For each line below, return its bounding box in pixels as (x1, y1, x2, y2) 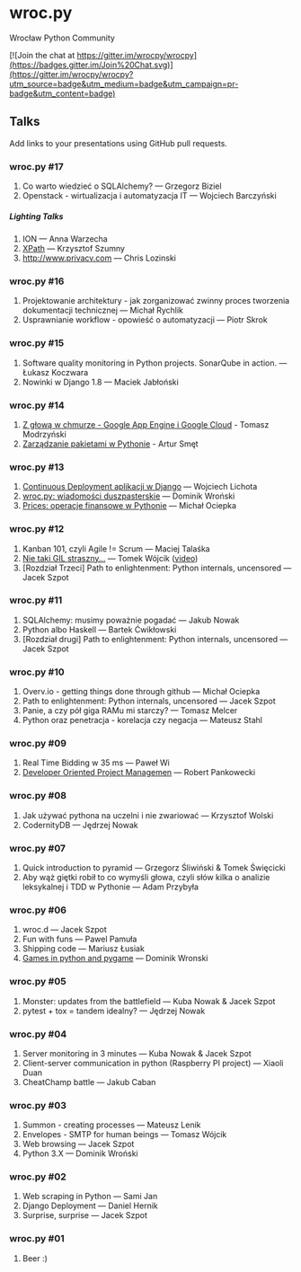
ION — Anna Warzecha (22, 234, 108, 244)
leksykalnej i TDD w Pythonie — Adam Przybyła (22, 881, 199, 892)
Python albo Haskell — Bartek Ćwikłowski (22, 623, 177, 635)
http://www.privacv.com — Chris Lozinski (22, 252, 177, 263)
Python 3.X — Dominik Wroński (22, 1148, 138, 1159)
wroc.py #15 (9, 337, 65, 349)
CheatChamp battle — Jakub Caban (22, 1076, 156, 1087)
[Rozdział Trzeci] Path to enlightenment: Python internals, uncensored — (22, 562, 292, 573)
